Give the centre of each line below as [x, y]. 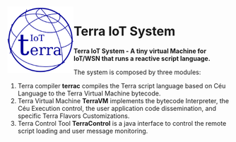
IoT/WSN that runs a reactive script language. [142, 58]
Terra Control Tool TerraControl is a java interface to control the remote [122, 123]
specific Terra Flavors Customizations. [73, 116]
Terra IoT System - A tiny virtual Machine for [140, 51]
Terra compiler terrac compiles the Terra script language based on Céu [122, 85]
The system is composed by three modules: [137, 72]
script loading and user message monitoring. [83, 131]
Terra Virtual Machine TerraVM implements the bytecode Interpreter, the [123, 100]
